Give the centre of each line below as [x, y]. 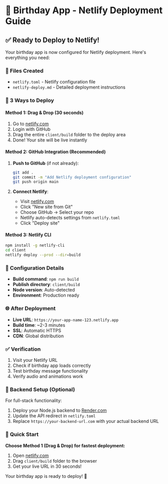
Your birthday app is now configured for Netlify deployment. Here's [76, 52]
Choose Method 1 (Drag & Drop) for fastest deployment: [65, 445]
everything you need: [27, 58]
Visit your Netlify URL [35, 360]
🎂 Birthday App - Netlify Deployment [84, 10]
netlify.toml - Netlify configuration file [54, 82]
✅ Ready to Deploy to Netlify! [52, 40]
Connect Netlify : [30, 192]
